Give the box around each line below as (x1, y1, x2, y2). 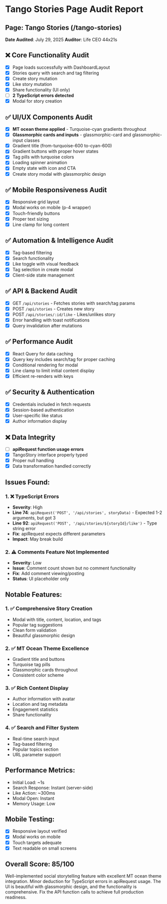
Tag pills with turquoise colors (12, 154, 74, 160)
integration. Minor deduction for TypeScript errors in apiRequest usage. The (5, 879, 161, 885)
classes (24, 137, 40, 143)
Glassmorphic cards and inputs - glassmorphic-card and (12, 132, 131, 138)
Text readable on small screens (12, 845, 77, 851)
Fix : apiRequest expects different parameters (12, 531, 106, 537)
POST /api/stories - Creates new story (12, 305, 95, 311)
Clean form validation (12, 627, 57, 633)
